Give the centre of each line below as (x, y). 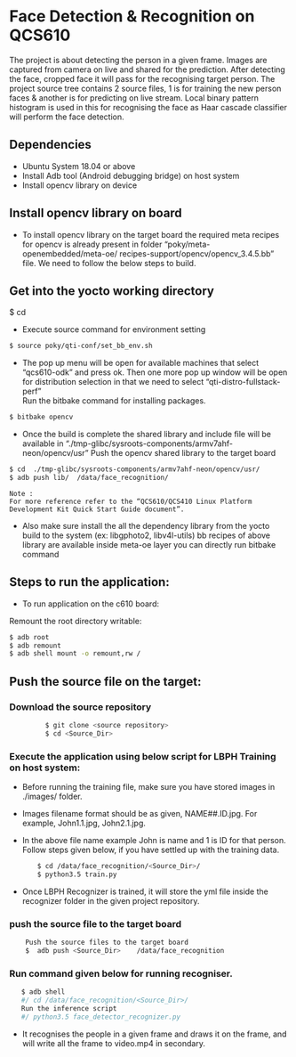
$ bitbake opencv (41, 417)
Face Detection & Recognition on (132, 16)
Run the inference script (69, 1008)
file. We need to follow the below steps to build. (109, 263)
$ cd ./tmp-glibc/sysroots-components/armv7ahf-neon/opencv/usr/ (135, 469)
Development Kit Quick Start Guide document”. (97, 509)
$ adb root (29, 637)
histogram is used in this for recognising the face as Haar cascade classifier (148, 107)
